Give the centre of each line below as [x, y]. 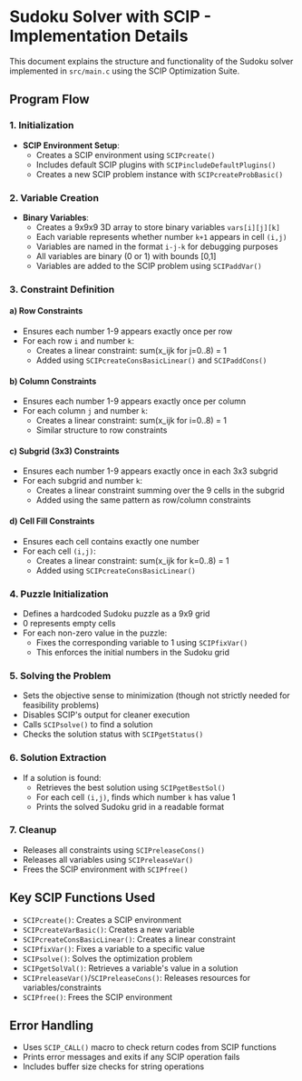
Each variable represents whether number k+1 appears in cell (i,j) [161, 236]
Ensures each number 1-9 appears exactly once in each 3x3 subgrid [150, 471]
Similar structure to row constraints [102, 430]
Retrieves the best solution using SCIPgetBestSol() [131, 787]
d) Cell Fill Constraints [52, 521]
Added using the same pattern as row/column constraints [143, 500]
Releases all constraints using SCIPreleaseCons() [114, 850]
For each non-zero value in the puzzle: [95, 633]
